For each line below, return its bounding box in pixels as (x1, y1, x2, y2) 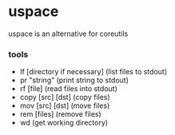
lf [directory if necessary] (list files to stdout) (19, 67, 168, 77)
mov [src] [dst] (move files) (19, 101, 110, 110)
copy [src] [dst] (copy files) (19, 93, 110, 102)
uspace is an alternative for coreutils (8, 29, 129, 38)
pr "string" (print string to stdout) (19, 75, 129, 85)
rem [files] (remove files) (19, 109, 101, 119)
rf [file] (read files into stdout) (19, 84, 117, 93)
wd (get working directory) (19, 118, 109, 128)
